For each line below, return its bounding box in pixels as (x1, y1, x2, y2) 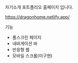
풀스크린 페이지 (12, 35, 42, 40)
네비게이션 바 (12, 41, 38, 46)
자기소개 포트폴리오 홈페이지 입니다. (5, 4, 74, 10)
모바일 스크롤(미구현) (12, 53, 52, 59)
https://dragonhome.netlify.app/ (5, 14, 70, 20)
